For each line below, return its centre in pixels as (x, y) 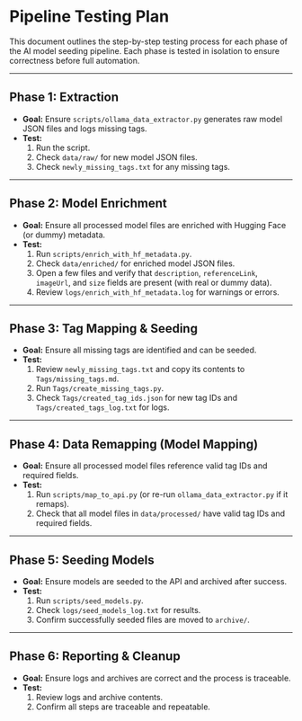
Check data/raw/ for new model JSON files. (116, 157)
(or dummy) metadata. (64, 235)
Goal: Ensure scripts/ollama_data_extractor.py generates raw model (152, 119)
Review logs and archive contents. (99, 697)
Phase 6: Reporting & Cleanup (95, 657)
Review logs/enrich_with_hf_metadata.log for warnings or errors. (158, 292)
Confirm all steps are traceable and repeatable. (123, 707)
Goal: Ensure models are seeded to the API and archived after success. (155, 581)
